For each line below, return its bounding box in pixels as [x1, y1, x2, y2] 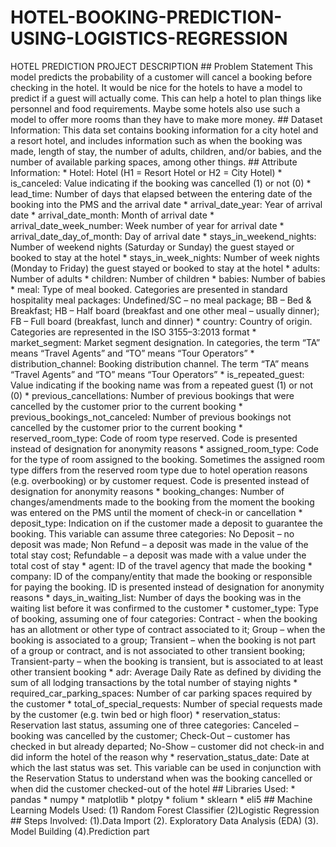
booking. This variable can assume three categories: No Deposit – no [10, 527, 295, 540]
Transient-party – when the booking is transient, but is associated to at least [10, 655, 324, 667]
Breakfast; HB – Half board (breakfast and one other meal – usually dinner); [10, 304, 320, 316]
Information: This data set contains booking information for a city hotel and [10, 124, 319, 136]
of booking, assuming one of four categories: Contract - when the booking [10, 612, 318, 625]
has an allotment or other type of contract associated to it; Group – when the [10, 623, 326, 635]
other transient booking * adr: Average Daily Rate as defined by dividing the [10, 666, 322, 678]
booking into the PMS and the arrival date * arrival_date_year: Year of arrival [10, 198, 323, 210]
